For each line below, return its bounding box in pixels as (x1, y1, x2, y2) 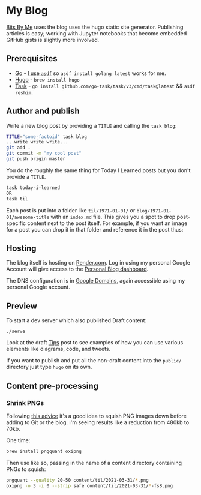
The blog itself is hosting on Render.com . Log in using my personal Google (6, 259, 191, 266)
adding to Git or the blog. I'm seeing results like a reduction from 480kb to (6, 418, 190, 426)
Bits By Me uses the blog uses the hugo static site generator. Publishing (6, 23, 184, 31)
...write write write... (6, 139, 68, 145)
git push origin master (6, 156, 66, 162)
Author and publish (6, 106, 80, 116)
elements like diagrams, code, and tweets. (6, 346, 111, 353)
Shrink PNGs (6, 398, 44, 407)
